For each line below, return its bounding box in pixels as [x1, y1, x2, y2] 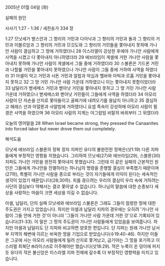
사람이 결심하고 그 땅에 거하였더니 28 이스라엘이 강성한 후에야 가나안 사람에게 [10, 48, 159, 54]
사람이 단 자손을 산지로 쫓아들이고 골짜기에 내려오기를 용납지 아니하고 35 [5, 98, 144, 103]
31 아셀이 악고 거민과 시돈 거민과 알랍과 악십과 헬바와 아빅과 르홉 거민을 [10, 73, 147, 78]
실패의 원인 [5, 15, 27, 21]
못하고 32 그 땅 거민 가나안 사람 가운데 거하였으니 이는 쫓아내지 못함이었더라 [10, 79, 156, 85]
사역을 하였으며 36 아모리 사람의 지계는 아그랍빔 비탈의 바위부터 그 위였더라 [14, 110, 159, 115]
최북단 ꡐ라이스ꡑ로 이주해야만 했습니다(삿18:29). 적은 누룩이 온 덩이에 [18, 243, 151, 249]
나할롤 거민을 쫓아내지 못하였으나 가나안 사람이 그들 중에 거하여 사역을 [10, 67, 144, 73]
